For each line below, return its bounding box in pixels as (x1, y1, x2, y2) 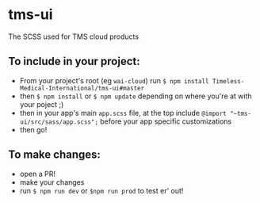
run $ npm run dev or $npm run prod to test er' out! (19, 186, 184, 195)
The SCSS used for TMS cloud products (8, 32, 140, 41)
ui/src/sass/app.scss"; (19, 117, 99, 126)
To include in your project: (8, 55, 140, 68)
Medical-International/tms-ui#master (19, 84, 145, 92)
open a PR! (19, 169, 55, 178)
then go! (19, 124, 48, 134)
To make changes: (8, 148, 101, 162)
